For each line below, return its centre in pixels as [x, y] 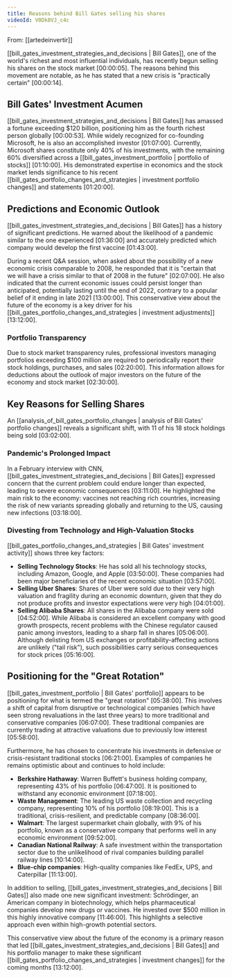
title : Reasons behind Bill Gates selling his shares [87, 13]
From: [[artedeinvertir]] [40, 39]
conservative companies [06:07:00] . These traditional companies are [106, 722]
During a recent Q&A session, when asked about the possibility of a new [110, 261]
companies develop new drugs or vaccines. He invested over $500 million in [116, 909]
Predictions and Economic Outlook [83, 209]
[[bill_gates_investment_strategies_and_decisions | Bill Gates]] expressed [111, 476]
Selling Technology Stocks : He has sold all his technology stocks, [112, 566]
